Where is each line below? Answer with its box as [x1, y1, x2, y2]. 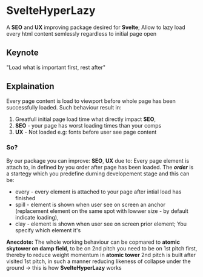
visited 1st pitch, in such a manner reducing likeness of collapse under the [6, 258, 191, 265]
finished [15, 194, 36, 201]
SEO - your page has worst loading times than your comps [15, 122, 162, 129]
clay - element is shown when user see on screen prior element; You [15, 220, 187, 227]
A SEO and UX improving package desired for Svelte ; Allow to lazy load [6, 24, 186, 31]
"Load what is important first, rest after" [6, 64, 106, 71]
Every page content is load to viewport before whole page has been [6, 97, 176, 105]
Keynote [6, 48, 39, 58]
